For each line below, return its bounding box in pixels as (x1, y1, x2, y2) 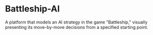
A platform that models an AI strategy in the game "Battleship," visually (5, 19, 148, 25)
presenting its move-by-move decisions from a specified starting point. (5, 24, 148, 30)
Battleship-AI (5, 3, 60, 14)
